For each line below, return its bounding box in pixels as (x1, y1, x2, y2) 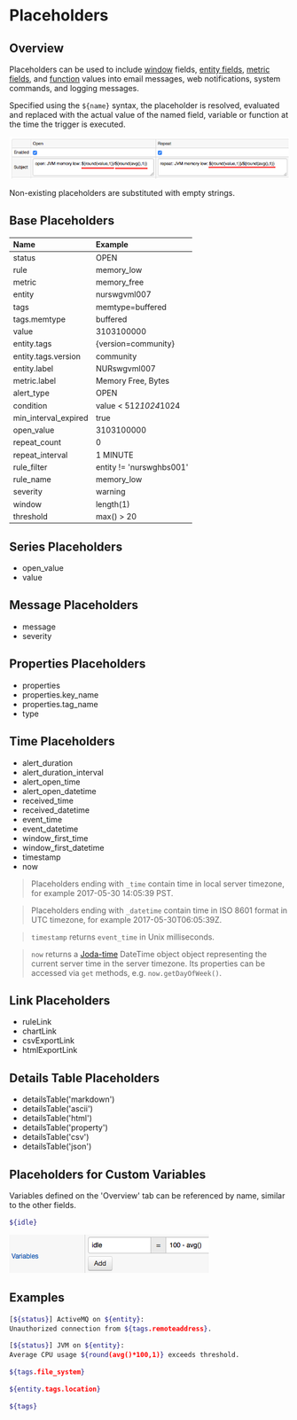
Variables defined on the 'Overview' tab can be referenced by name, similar (9, 1190, 285, 1201)
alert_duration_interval (21, 767, 104, 777)
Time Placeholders (9, 734, 115, 749)
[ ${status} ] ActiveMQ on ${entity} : (9, 1315, 145, 1323)
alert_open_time (21, 776, 81, 787)
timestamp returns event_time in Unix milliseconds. (30, 932, 215, 942)
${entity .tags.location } (9, 1385, 101, 1394)
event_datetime (21, 823, 79, 834)
